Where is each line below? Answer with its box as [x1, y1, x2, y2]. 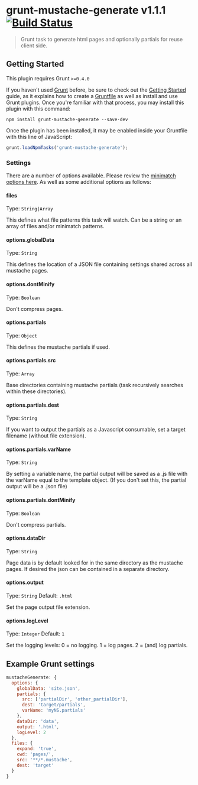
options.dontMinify [6, 280, 55, 287]
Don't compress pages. [6, 305, 63, 312]
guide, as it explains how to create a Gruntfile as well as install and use [6, 92, 178, 99]
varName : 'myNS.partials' [21, 708, 86, 713]
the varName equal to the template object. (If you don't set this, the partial [6, 476, 187, 484]
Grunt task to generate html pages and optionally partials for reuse [20, 35, 183, 43]
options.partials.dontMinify [6, 496, 76, 503]
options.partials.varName [6, 446, 71, 453]
